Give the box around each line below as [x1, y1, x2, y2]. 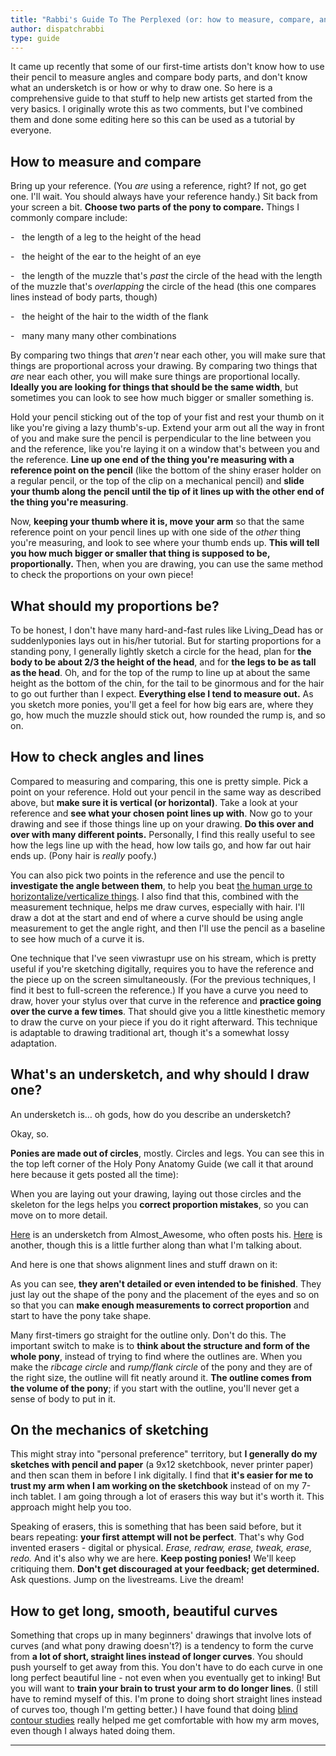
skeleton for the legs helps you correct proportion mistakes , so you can [10, 1198, 309, 1210]
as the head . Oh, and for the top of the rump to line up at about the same [10, 667, 311, 678]
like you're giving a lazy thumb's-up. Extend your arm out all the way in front [10, 422, 325, 434]
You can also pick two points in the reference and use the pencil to [10, 869, 285, 881]
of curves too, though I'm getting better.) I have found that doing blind [10, 1704, 298, 1716]
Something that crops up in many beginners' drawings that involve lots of [10, 1629, 312, 1641]
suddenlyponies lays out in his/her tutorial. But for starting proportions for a [10, 635, 322, 646]
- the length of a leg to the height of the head [10, 231, 202, 243]
